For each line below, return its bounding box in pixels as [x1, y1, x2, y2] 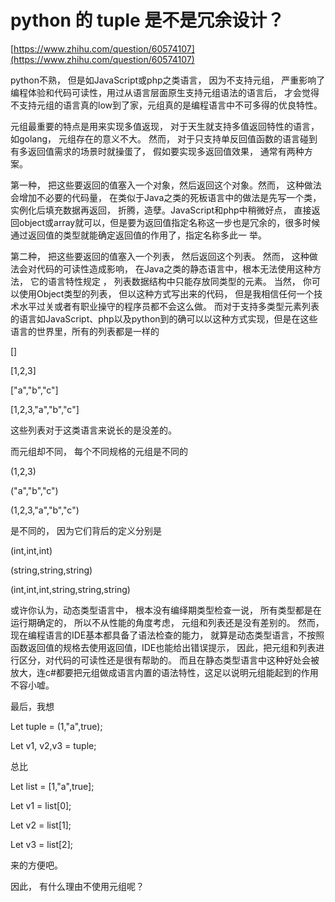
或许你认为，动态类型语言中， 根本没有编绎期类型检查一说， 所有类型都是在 [10, 604, 322, 616]
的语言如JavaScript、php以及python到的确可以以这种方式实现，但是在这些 [10, 312, 318, 325]
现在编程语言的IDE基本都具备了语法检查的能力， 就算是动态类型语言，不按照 [10, 629, 325, 641]
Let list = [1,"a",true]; [10, 780, 95, 792]
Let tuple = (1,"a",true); [10, 720, 103, 732]
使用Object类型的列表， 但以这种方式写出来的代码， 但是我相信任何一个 [18, 287, 315, 300]
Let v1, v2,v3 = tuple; [10, 739, 97, 751]
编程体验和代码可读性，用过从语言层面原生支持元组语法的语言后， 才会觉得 [10, 86, 320, 98]
